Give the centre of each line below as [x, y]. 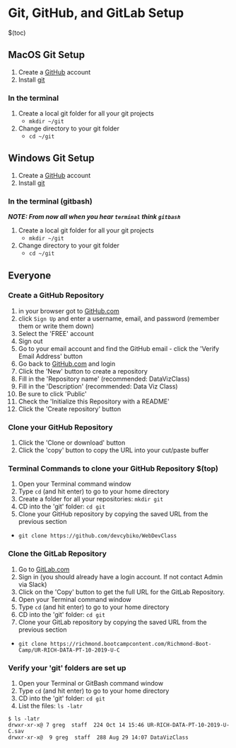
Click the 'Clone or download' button [72, 443]
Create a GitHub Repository [56, 296]
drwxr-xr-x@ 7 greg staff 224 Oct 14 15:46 [76, 725]
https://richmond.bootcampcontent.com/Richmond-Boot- [131, 644]
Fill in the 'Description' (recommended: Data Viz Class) [98, 386]
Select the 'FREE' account [56, 333]
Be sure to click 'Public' [52, 393]
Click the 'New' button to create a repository [83, 371]
